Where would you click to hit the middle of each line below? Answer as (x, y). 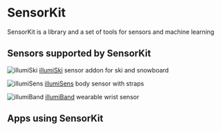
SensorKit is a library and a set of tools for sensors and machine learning (111, 32)
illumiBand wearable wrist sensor (92, 97)
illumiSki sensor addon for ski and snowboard (104, 70)
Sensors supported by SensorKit (79, 53)
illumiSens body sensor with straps (94, 83)
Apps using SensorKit (55, 119)
